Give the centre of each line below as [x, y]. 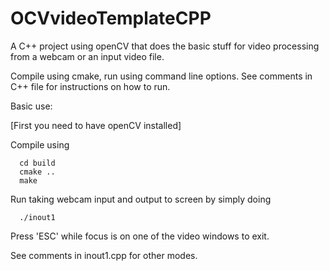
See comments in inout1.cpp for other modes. [104, 255]
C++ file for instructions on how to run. [90, 86]
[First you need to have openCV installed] [96, 125]
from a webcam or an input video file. [87, 56]
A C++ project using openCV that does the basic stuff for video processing [165, 46]
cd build [37, 163]
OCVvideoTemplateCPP [111, 18]
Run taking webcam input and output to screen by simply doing [141, 199]
